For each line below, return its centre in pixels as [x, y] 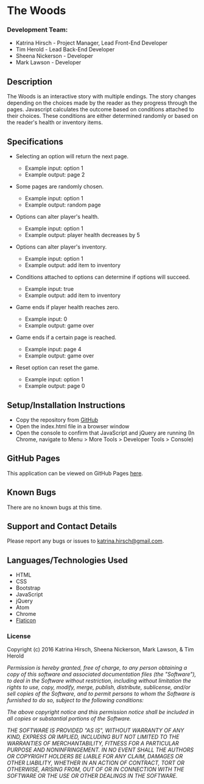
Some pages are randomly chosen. [60, 186]
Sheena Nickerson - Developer [55, 56]
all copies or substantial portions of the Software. [69, 719]
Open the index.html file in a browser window [72, 426]
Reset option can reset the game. [57, 368]
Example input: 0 [46, 319]
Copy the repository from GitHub [57, 420]
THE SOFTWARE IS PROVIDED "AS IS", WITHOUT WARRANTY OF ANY [96, 730]
